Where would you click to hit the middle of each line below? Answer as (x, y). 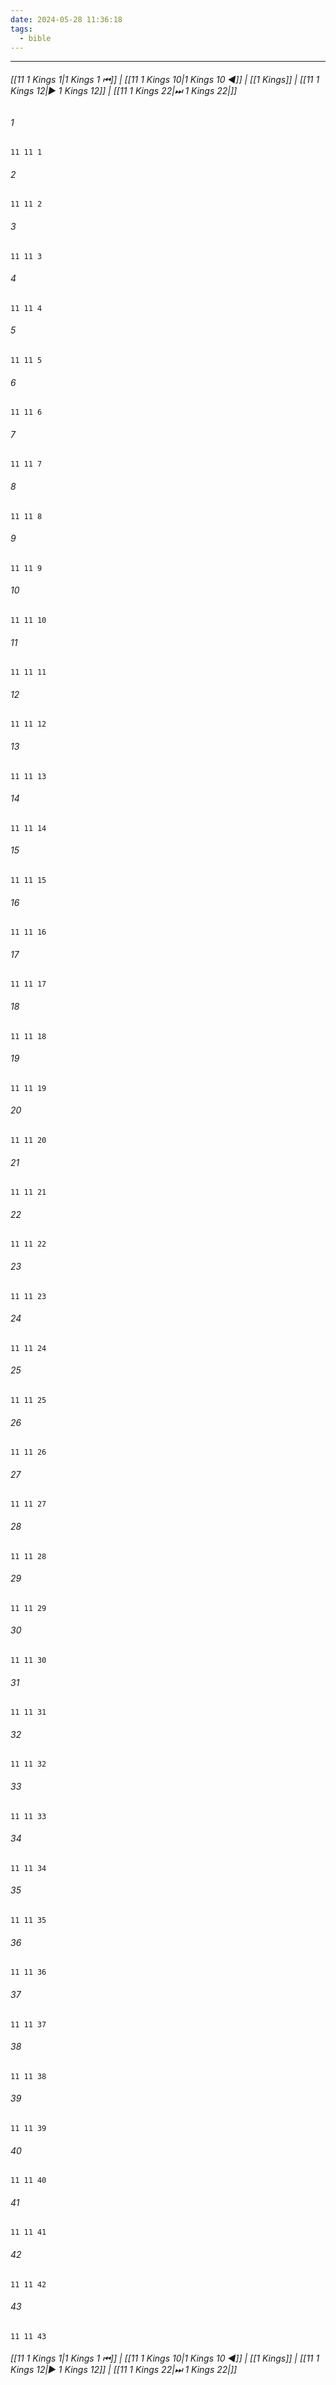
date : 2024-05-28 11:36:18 (66, 19)
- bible (35, 38)
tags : (21, 29)
